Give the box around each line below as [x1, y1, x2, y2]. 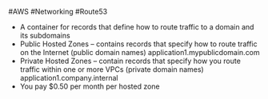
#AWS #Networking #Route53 [8, 7, 108, 16]
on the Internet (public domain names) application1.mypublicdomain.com [19, 48, 260, 57]
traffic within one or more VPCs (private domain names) [19, 65, 204, 74]
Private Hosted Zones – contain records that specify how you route [19, 56, 242, 65]
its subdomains [19, 31, 70, 40]
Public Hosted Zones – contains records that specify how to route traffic [19, 39, 258, 49]
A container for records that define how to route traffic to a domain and [19, 22, 254, 31]
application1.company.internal [19, 73, 118, 82]
